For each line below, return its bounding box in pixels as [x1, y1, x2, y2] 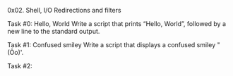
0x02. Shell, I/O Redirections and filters [7, 6, 121, 14]
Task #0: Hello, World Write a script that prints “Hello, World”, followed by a [7, 20, 227, 27]
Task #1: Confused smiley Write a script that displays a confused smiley [7, 41, 216, 49]
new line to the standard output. [7, 27, 100, 35]
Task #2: [7, 62, 33, 70]
